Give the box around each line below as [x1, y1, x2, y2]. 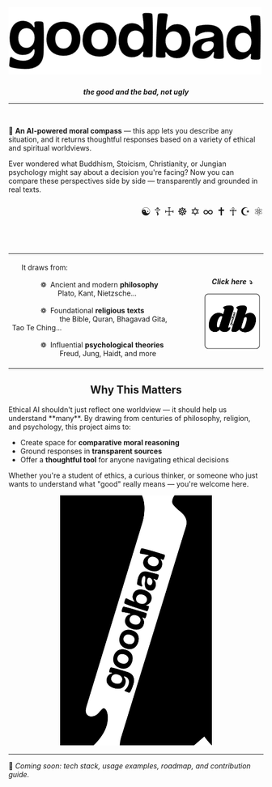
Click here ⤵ [211, 277, 253, 287]
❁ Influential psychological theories [40, 340, 164, 350]
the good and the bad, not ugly [83, 87, 189, 96]
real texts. [8, 185, 42, 194]
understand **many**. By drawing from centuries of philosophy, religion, [8, 413, 251, 423]
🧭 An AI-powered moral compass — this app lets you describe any [8, 125, 233, 135]
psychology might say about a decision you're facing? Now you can [8, 167, 235, 177]
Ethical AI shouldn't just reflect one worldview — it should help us [8, 404, 227, 415]
